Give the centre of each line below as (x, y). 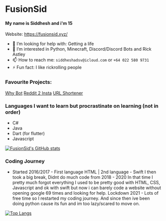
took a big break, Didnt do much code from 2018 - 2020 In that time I (83, 177)
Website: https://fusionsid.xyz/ (36, 34)
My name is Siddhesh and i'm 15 (39, 23)
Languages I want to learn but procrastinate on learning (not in (82, 106)
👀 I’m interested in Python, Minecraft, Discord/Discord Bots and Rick (82, 49)
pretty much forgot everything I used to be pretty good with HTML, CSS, (86, 183)
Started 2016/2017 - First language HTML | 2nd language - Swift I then (84, 172)
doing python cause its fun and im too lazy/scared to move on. (76, 204)
